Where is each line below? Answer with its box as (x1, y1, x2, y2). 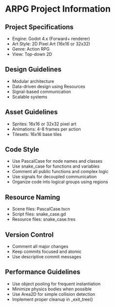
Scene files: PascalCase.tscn (12, 206, 70, 212)
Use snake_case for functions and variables (12, 163, 100, 169)
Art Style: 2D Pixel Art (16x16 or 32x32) (12, 41, 91, 47)
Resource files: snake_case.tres (12, 216, 76, 222)
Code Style (5, 145, 39, 154)
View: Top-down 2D (12, 51, 52, 57)
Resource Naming (5, 193, 61, 201)
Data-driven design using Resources (12, 83, 85, 89)
